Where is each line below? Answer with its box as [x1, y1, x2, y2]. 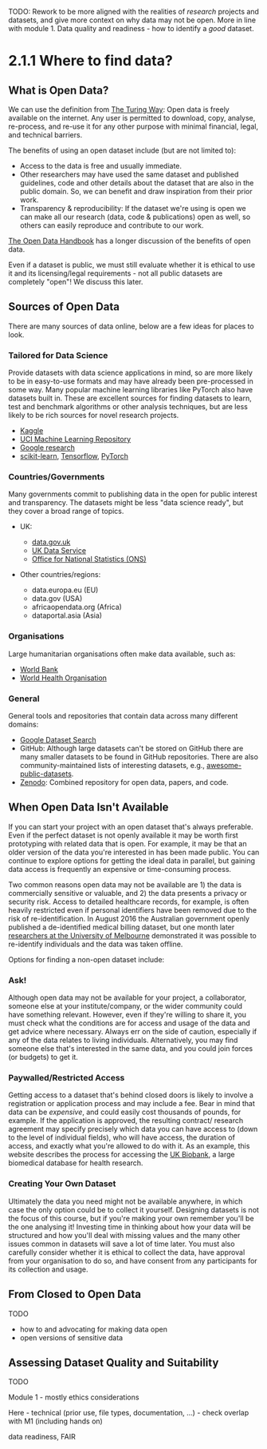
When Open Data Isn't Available [8, 801, 169, 814]
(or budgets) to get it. [8, 1053, 78, 1062]
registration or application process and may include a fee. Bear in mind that [8, 1099, 255, 1109]
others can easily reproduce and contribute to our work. [19, 221, 204, 230]
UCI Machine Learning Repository [19, 435, 132, 444]
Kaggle [19, 426, 44, 436]
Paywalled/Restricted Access [8, 1073, 125, 1084]
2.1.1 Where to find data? [8, 52, 173, 70]
